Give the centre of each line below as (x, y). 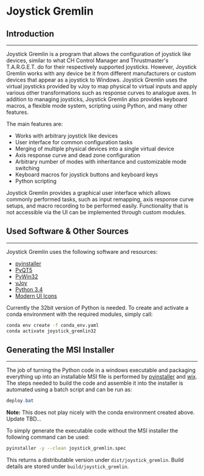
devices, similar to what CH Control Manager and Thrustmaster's (87, 60)
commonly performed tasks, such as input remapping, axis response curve (100, 199)
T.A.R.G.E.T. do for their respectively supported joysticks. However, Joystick (102, 67)
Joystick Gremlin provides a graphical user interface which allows (89, 193)
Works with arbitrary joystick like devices (66, 136)
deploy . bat (20, 401)
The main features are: (35, 124)
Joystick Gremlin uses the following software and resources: (82, 251)
